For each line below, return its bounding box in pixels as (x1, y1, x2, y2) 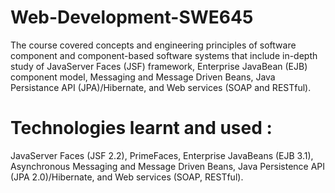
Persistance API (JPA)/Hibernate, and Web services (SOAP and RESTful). (10, 81, 312, 93)
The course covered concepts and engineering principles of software (10, 39, 297, 51)
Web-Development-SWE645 (10, 6, 254, 29)
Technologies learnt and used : (10, 117, 273, 140)
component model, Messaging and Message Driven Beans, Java (10, 71, 276, 83)
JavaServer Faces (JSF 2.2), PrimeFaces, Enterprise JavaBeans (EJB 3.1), (10, 149, 314, 161)
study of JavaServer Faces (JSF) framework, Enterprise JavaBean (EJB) (10, 60, 308, 72)
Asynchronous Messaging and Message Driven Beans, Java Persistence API (10, 160, 326, 172)
